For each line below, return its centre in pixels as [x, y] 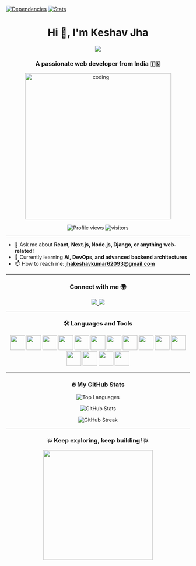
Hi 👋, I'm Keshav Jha [98, 33]
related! [24, 251]
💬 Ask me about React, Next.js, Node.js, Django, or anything [88, 245]
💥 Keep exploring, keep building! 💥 [98, 441]
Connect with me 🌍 [98, 287]
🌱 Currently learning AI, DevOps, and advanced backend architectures [101, 257]
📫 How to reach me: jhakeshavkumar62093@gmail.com [85, 264]
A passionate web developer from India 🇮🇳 [98, 63]
